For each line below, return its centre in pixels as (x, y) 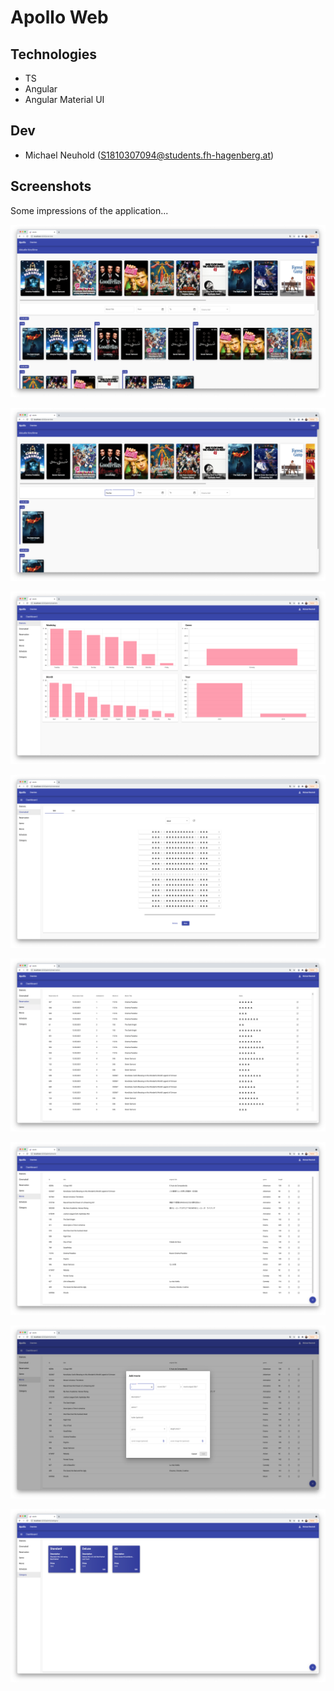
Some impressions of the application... (89, 210)
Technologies (54, 54)
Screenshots (51, 186)
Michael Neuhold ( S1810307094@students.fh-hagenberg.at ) (149, 155)
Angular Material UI (64, 99)
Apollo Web (59, 17)
